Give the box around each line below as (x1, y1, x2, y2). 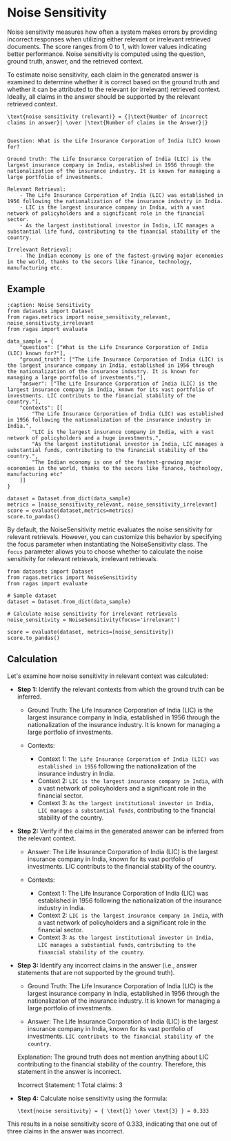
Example (7, 283, 46, 295)
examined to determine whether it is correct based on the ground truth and (7, 77, 220, 86)
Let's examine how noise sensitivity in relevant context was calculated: (7, 672, 209, 680)
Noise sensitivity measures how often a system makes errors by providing (7, 28, 217, 36)
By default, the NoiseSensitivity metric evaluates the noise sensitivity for (7, 525, 213, 534)
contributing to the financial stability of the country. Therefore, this (17, 1059, 207, 1068)
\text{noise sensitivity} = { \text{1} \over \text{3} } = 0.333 (17, 1107, 209, 1114)
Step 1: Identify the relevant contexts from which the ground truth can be (17, 685, 225, 693)
